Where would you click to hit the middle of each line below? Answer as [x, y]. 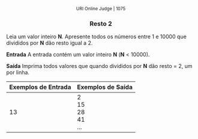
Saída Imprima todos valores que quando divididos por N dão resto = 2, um [100, 66]
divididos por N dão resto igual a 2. [49, 43]
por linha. [18, 72]
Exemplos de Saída [105, 87]
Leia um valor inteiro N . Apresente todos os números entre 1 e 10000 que [97, 37]
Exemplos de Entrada [40, 87]
